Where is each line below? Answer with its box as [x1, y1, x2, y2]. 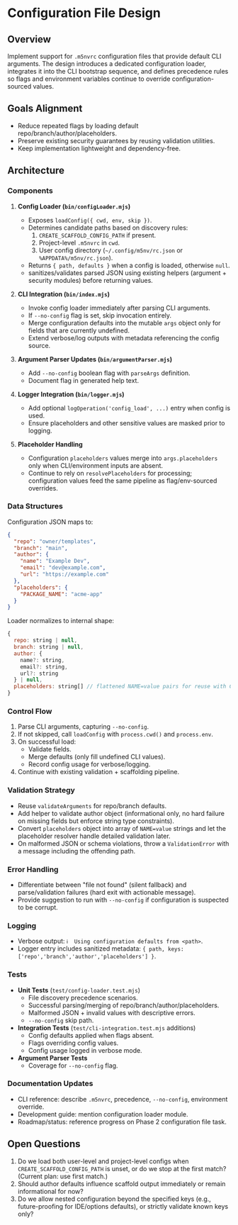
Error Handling [7, 864, 59, 874]
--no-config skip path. [28, 1016, 94, 1024]
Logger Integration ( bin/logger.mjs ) [17, 390, 125, 398]
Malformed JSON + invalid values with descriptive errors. [28, 1008, 196, 1017]
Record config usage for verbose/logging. [28, 760, 151, 768]
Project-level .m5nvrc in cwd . [38, 238, 120, 247]
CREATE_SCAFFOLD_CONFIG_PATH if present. [38, 230, 157, 239]
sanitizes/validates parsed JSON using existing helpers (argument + [28, 268, 227, 277]
